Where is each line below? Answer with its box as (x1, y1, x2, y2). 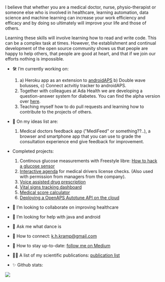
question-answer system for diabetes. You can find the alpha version (19, 93, 161, 99)
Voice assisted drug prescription (19, 179, 86, 185)
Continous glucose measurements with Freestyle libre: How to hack (19, 158, 158, 164)
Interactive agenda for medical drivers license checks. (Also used (19, 169, 153, 174)
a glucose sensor (19, 163, 55, 169)
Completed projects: (12, 148, 54, 154)
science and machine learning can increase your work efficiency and (5, 15, 146, 20)
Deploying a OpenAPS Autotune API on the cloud (19, 195, 120, 200)
